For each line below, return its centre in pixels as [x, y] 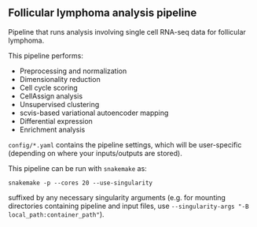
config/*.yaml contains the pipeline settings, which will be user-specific [125, 144]
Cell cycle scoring [49, 87]
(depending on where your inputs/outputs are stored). [95, 153]
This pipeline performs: [46, 55]
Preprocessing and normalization [73, 71]
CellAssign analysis [51, 96]
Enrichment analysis [52, 129]
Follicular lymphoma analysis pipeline [103, 13]
